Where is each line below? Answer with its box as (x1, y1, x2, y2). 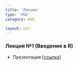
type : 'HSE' (5, 12, 30, 17)
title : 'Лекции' (5, 7, 39, 13)
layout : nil (5, 26, 30, 31)
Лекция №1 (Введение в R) (5, 42, 73, 49)
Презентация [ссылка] (12, 54, 61, 60)
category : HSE (5, 17, 35, 22)
